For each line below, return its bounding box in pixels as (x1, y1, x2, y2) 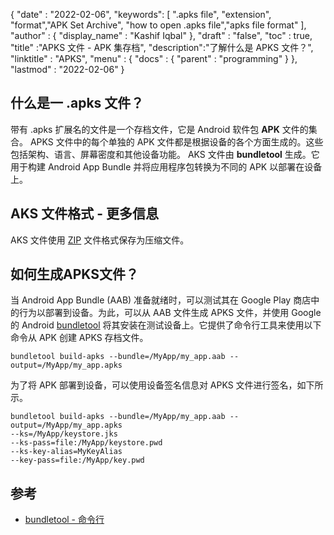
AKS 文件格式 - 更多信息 (10, 205, 160, 223)
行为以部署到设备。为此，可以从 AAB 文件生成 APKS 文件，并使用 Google (18, 307, 322, 319)
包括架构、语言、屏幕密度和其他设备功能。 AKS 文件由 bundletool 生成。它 (10, 148, 320, 160)
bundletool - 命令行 (24, 514, 105, 526)
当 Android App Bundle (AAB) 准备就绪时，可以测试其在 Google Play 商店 (10, 294, 312, 306)
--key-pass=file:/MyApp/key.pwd (10, 455, 145, 466)
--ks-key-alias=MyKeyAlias (10, 447, 123, 457)
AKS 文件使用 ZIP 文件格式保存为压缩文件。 (10, 234, 190, 246)
